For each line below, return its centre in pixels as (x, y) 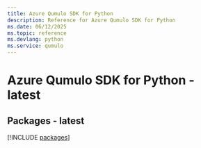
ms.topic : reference (37, 33)
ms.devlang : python (35, 40)
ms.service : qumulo (35, 46)
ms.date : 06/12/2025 (37, 26)
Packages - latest (46, 121)
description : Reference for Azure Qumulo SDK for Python (91, 20)
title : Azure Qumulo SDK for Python (60, 14)
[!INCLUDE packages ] (39, 137)
